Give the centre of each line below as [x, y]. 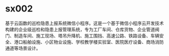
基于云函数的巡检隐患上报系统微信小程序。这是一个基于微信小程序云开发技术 [84, 23]
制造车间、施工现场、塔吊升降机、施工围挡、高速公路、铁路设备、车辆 [87, 35]
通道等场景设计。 [23, 48]
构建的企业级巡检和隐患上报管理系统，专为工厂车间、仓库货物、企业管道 [80, 29]
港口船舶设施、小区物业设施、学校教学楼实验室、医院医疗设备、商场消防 [89, 42]
